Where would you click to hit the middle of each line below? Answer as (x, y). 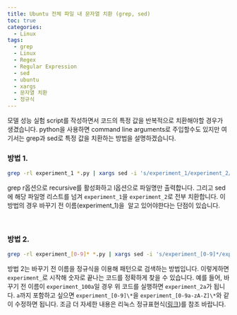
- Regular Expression (45, 67)
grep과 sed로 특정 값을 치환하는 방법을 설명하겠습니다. (101, 138)
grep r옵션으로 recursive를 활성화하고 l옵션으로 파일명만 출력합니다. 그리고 (110, 188)
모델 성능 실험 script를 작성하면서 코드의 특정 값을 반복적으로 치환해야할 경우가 (115, 120)
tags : (15, 40)
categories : (25, 27)
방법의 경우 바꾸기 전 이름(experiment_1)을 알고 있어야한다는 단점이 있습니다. (114, 205)
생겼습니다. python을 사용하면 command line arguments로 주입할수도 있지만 (114, 129)
